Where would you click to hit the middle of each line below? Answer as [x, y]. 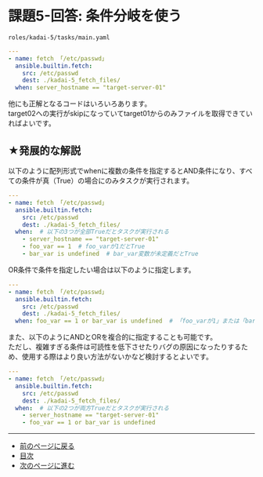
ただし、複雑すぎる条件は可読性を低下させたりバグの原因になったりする [124, 347]
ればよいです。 [32, 123]
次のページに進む [47, 466]
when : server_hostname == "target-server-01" [91, 88]
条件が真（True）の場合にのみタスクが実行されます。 [108, 180]
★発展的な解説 [44, 150]
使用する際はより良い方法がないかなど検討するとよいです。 [117, 357]
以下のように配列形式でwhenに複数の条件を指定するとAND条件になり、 [124, 171]
